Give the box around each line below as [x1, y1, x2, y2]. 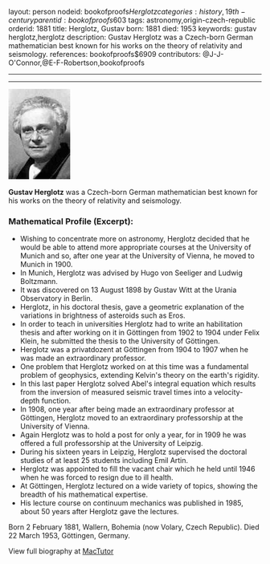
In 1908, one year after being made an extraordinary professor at [19, 404, 235, 414]
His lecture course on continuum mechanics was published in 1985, [19, 498, 243, 508]
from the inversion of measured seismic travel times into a [19, 387, 213, 397]
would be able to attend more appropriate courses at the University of [19, 242, 252, 252]
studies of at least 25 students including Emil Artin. [19, 456, 189, 465]
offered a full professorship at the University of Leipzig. [19, 439, 203, 448]
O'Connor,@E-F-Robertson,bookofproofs [8, 58, 145, 67]
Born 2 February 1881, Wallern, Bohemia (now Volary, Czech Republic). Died [8, 522, 260, 532]
